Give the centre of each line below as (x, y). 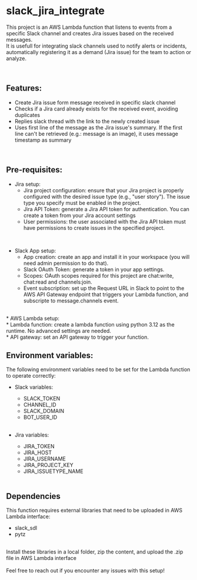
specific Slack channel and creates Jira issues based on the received (90, 33)
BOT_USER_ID (40, 417)
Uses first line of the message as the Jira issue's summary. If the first (98, 127)
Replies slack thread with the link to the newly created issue (87, 121)
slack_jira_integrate (55, 11)
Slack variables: (34, 387)
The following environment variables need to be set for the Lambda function (98, 369)
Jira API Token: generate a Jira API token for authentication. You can (106, 209)
